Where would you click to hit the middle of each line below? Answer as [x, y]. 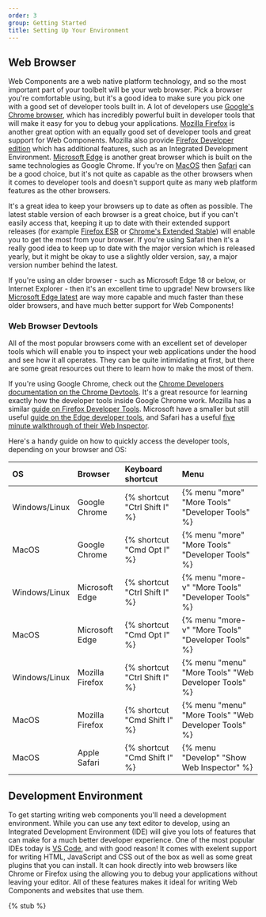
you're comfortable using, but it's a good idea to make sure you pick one [127, 98]
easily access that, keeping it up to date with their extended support [119, 223]
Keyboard [143, 470]
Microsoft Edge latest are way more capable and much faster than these [126, 297]
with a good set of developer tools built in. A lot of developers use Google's [131, 107]
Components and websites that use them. [76, 891]
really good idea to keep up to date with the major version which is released [132, 248]
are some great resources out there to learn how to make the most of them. [131, 368]
